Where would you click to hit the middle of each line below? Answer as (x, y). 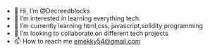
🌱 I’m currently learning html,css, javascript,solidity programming (108, 26)
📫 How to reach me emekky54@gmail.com (77, 41)
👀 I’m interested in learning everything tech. (77, 18)
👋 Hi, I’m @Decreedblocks (52, 11)
